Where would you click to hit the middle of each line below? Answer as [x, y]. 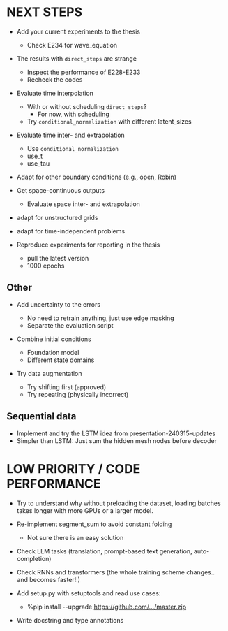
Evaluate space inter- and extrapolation [84, 204]
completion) [34, 558]
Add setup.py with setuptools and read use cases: [89, 593]
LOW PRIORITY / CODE [74, 469]
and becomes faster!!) [48, 579]
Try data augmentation [49, 373]
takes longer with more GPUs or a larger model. [85, 510]
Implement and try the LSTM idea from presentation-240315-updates [116, 433]
